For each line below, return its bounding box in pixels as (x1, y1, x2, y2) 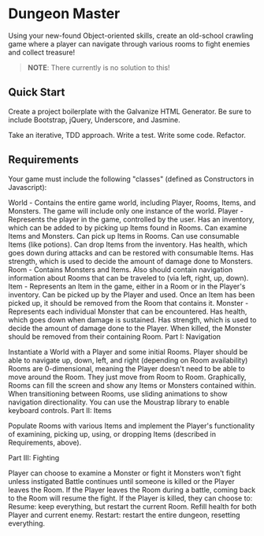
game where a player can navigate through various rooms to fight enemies (8, 39, 251, 48)
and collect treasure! (8, 47, 76, 57)
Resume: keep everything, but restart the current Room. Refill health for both (8, 501, 257, 511)
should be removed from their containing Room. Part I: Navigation (8, 332, 221, 341)
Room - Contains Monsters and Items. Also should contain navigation (8, 265, 233, 274)
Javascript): (8, 182, 47, 192)
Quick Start (8, 86, 65, 99)
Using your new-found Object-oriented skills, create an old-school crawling (8, 31, 254, 40)
